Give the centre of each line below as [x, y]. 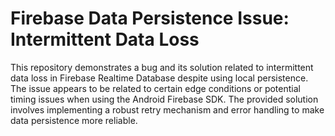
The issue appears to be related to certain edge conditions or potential [155, 88]
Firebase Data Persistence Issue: [150, 18]
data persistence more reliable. [74, 120]
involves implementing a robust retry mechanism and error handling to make [167, 109]
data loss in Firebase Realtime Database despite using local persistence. [159, 78]
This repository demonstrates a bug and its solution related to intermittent [162, 67]
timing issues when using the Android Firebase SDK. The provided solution [164, 99]
